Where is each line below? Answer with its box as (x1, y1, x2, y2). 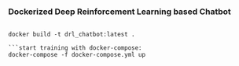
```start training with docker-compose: (8, 44, 143, 52)
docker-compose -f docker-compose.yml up (8, 51, 146, 59)
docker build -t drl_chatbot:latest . (8, 30, 135, 39)
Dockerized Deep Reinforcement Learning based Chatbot (8, 6, 232, 17)
